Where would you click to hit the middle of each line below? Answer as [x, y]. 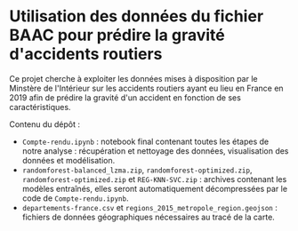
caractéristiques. [40, 107]
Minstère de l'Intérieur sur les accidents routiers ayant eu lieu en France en [146, 88]
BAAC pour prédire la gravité [117, 35]
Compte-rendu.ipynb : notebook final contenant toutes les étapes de [145, 141]
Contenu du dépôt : [45, 124]
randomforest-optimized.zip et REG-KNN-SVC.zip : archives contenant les [154, 179]
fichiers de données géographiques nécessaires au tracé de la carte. [149, 217]
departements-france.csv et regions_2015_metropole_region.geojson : [149, 207]
